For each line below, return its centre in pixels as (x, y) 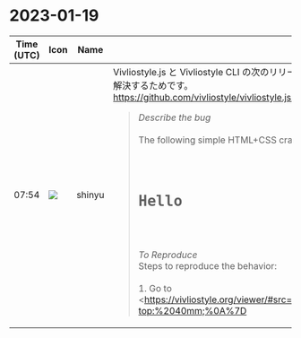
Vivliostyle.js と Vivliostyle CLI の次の (191, 72)
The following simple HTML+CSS (208, 140)
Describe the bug (175, 117)
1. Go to (155, 288)
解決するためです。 (153, 85)
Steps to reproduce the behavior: (208, 265)
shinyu (90, 195)
